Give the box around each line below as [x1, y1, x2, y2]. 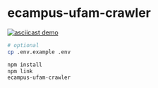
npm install [7, 61, 42, 68]
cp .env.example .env [7, 48, 71, 56]
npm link [7, 68, 33, 75]
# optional [7, 42, 39, 49]
